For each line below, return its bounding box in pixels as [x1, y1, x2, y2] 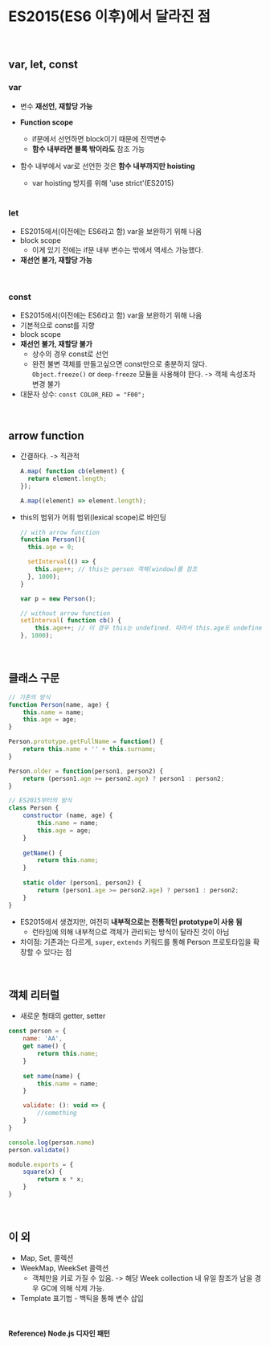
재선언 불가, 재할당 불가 [19, 339, 92, 349]
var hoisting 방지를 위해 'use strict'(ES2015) [31, 178, 174, 187]
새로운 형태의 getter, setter [19, 1011, 106, 1021]
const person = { [8, 1027, 67, 1036]
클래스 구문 [8, 671, 60, 685]
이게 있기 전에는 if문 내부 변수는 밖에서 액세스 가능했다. [31, 244, 203, 254]
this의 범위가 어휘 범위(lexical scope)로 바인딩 [19, 512, 167, 522]
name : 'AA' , [22, 1035, 63, 1043]
